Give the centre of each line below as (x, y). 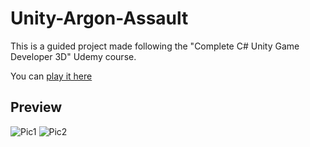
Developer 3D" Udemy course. (73, 56)
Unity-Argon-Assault (99, 18)
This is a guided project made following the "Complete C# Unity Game (155, 46)
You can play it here (51, 76)
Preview (36, 107)
